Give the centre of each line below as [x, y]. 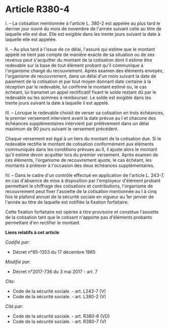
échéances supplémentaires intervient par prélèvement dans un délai [77, 123]
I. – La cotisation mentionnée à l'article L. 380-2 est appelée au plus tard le [83, 23]
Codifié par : [18, 242]
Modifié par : [18, 262]
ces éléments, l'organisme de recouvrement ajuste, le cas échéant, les [78, 160]
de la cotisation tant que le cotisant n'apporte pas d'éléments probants [79, 217]
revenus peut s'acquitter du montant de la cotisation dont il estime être [79, 60]
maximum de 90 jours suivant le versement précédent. [62, 129]
